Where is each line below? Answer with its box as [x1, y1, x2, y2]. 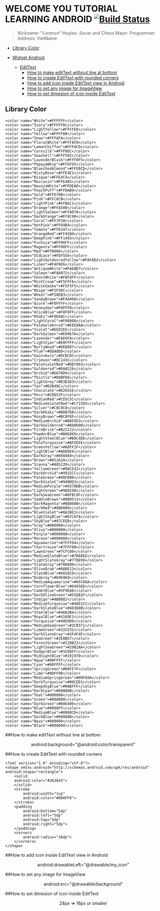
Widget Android [12, 54, 45, 60]
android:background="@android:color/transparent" [31, 741, 136, 747]
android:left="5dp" [23, 813, 63, 818]
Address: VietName [17, 35, 57, 41]
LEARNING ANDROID [5, 13, 93, 25]
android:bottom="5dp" [23, 809, 68, 814]
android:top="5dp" [23, 817, 61, 822]
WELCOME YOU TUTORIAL [5, 3, 118, 14]
